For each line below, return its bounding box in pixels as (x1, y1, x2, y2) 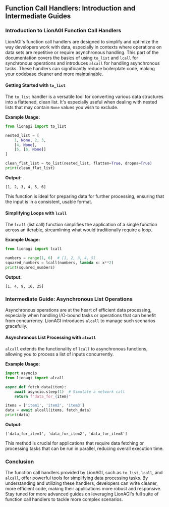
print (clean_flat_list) (5, 166, 55, 171)
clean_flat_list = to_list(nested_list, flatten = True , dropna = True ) (5, 161, 152, 166)
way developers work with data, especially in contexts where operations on (5, 44, 162, 50)
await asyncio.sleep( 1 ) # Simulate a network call (14, 389, 125, 394)
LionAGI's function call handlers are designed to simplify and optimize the (5, 38, 159, 44)
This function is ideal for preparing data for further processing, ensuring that (5, 193, 164, 199)
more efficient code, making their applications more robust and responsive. (5, 486, 161, 492)
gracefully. (5, 323, 28, 329)
